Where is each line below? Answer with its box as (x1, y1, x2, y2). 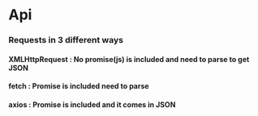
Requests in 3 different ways (8, 35, 124, 46)
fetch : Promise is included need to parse (8, 81, 149, 91)
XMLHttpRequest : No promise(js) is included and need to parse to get (8, 54, 250, 64)
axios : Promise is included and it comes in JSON (8, 99, 176, 110)
